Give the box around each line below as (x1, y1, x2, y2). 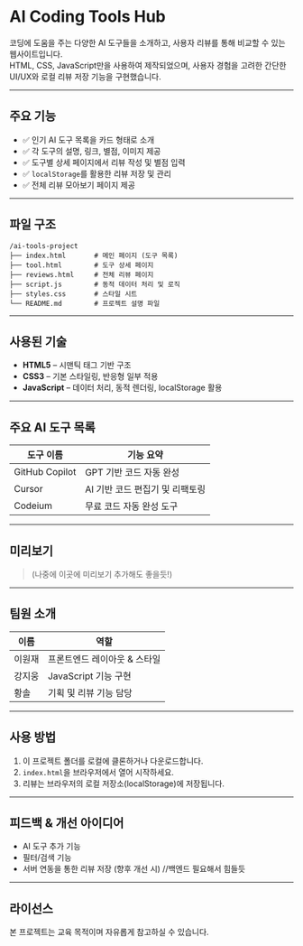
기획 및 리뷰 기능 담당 (48, 686, 133, 699)
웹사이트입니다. (9, 48, 63, 60)
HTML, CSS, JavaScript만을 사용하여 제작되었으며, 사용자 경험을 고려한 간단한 (9, 60, 287, 70)
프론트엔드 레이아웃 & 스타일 (48, 653, 161, 665)
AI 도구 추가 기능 (22, 841, 81, 852)
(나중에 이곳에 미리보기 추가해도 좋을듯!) (31, 569, 173, 580)
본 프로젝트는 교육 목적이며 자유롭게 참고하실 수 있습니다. (9, 927, 209, 938)
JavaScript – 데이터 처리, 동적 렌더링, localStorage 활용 (22, 382, 223, 394)
